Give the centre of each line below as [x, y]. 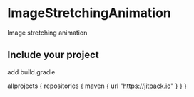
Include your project [53, 55]
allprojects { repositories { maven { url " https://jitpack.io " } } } [97, 86]
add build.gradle [31, 72]
